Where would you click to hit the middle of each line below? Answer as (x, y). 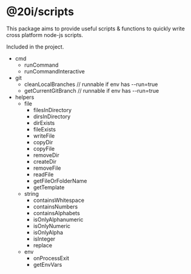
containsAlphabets (56, 213)
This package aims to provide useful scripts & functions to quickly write (95, 28)
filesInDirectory (52, 110)
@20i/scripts (40, 12)
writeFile (44, 136)
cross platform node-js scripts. (45, 35)
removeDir (46, 155)
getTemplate (49, 187)
